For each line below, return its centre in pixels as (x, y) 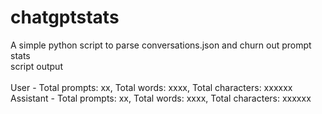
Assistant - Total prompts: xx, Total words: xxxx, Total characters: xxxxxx (161, 98)
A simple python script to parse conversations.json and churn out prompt (161, 45)
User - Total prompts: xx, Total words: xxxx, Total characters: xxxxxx (151, 87)
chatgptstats (65, 17)
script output (36, 66)
